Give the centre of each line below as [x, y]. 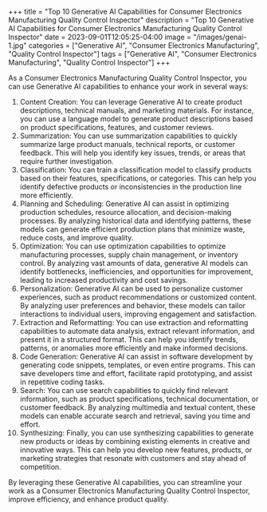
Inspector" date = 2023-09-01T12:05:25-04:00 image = [100, 37]
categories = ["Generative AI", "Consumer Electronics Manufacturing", [144, 46]
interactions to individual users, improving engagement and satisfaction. [138, 314]
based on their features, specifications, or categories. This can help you [138, 178]
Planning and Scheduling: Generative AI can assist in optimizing [124, 204]
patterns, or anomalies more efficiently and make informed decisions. [134, 348]
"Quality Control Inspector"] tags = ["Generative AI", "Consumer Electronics [133, 54]
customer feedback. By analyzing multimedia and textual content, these [137, 407]
